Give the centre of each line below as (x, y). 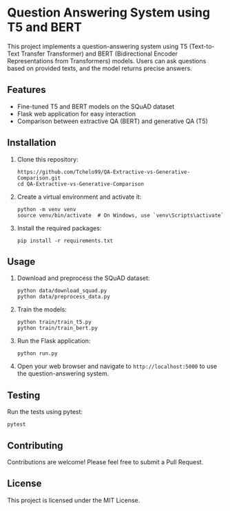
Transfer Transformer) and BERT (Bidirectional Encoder (99, 54)
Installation (32, 143)
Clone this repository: (48, 159)
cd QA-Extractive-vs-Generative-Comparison (81, 184)
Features (27, 90)
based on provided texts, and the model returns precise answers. (100, 68)
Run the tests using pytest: (45, 412)
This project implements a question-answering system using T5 (97, 46)
